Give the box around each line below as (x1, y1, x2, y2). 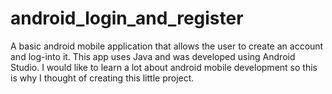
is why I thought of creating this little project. (10, 72, 195, 84)
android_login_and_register (10, 7, 244, 30)
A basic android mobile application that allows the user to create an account (10, 40, 324, 52)
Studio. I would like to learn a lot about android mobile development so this (10, 61, 318, 73)
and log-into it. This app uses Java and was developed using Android (10, 50, 296, 62)
